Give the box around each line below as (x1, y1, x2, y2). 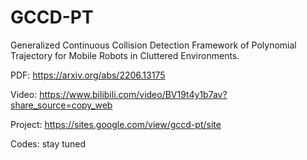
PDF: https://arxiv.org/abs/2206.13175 (10, 69, 166, 81)
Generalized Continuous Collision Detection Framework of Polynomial (10, 39, 297, 51)
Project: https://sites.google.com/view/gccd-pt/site (10, 118, 222, 130)
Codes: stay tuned (10, 137, 87, 150)
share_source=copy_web (10, 99, 113, 111)
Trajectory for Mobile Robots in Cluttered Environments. (10, 49, 240, 61)
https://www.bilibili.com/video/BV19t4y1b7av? (39, 88, 228, 100)
